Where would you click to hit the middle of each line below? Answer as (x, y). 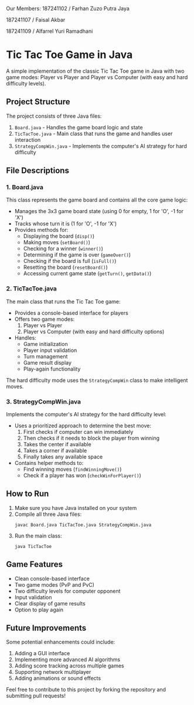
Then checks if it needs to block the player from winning (91, 438)
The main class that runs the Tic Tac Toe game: (63, 302)
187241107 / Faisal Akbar (36, 20)
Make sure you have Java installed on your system (76, 508)
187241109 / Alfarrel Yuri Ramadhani (50, 31)
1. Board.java (25, 187)
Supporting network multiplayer (53, 672)
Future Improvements (46, 628)
